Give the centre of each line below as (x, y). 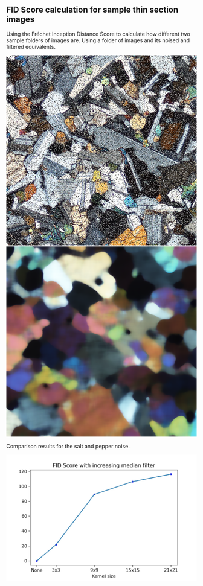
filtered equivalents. (31, 46)
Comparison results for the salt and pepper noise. (68, 446)
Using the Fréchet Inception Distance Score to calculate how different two (98, 34)
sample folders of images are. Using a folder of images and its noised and (98, 40)
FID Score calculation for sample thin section (92, 10)
